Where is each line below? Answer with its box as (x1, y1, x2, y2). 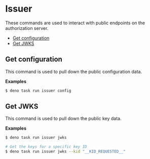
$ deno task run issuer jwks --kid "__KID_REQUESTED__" (5, 149, 126, 154)
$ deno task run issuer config (5, 88, 71, 93)
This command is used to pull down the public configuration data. (5, 68, 142, 74)
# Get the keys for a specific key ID (5, 144, 87, 149)
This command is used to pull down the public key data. (5, 115, 122, 122)
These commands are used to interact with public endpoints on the (5, 20, 145, 26)
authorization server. (5, 25, 49, 31)
